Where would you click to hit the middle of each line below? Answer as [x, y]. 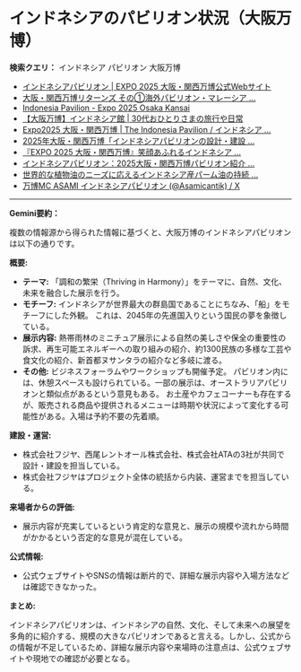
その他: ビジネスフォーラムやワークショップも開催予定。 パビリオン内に [155, 371]
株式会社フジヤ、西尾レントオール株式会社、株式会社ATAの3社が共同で [153, 454]
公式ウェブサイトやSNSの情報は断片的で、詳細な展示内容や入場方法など [155, 575]
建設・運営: [30, 435]
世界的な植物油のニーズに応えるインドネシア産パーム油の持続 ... [140, 174]
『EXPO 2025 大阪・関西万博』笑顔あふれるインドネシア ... [132, 152]
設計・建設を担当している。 [73, 465]
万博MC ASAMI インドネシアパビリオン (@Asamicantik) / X [131, 186]
